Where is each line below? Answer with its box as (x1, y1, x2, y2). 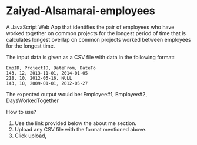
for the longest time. (6, 42, 55, 49)
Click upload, (14, 132, 47, 139)
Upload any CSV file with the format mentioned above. (14, 126, 147, 133)
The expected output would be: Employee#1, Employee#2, (6, 90, 148, 97)
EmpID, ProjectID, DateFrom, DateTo (6, 65, 96, 71)
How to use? (6, 108, 36, 115)
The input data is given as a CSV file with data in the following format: (6, 53, 175, 60)
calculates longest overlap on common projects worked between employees (6, 36, 191, 43)
